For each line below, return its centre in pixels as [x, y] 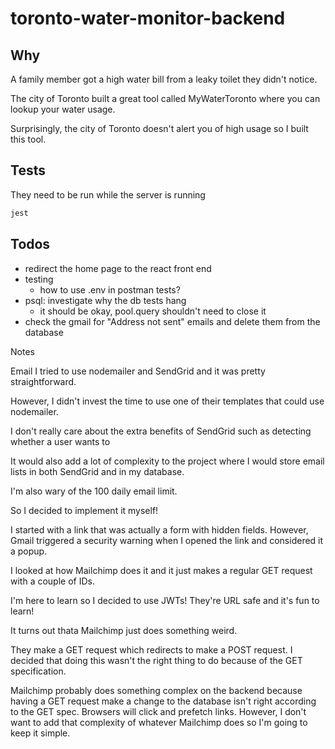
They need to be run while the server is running [108, 194]
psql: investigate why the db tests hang [105, 300]
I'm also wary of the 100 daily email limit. [94, 491]
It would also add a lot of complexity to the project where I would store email [167, 461]
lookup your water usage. [63, 109]
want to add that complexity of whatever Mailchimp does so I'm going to [159, 722]
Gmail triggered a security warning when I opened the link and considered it [167, 540]
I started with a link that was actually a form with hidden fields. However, [159, 529]
